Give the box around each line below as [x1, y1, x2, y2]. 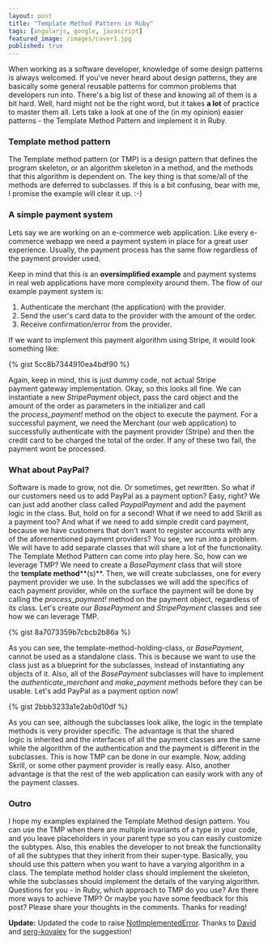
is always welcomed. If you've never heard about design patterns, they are [8, 73, 257, 83]
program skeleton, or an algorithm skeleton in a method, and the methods [8, 163, 253, 173]
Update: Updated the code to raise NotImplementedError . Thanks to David [8, 918, 257, 928]
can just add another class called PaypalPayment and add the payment [8, 500, 246, 510]
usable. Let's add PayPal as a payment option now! [8, 686, 179, 696]
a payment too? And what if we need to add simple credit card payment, [8, 517, 249, 527]
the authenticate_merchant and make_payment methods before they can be [8, 677, 263, 687]
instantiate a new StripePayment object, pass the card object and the [8, 392, 239, 402]
